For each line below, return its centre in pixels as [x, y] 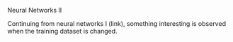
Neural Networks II [35, 10]
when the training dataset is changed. [63, 31]
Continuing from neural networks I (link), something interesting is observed [117, 23]
